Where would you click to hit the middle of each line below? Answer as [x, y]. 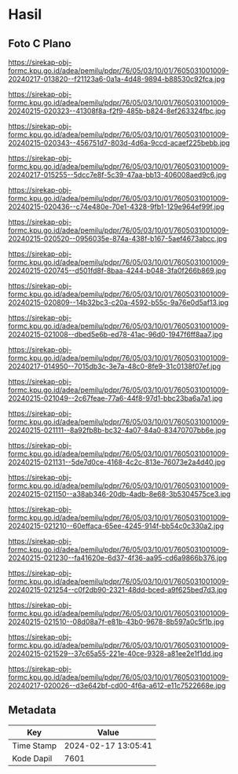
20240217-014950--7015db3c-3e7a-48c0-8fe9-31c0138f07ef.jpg [115, 366]
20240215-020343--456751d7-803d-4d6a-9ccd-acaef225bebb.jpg [119, 143]
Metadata [32, 710]
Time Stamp [35, 746]
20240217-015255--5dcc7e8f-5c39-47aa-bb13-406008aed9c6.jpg [117, 175]
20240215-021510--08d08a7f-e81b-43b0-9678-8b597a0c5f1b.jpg [116, 622]
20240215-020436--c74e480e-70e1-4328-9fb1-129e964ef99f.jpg [117, 207]
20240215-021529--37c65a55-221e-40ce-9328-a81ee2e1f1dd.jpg [116, 653]
